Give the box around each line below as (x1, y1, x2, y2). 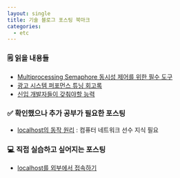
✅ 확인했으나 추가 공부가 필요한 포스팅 (7, 108, 126, 118)
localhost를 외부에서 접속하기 (17, 164, 97, 172)
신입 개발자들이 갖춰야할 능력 (17, 90, 95, 98)
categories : (7, 23, 41, 30)
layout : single (7, 10, 51, 17)
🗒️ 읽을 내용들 (7, 53, 50, 63)
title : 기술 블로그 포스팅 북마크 (7, 17, 90, 23)
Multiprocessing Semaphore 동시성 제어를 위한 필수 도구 (17, 72, 173, 81)
